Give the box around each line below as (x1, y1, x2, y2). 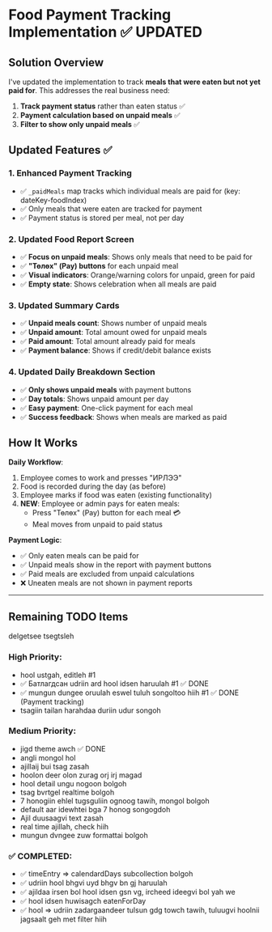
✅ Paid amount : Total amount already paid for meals (19, 337, 196, 346)
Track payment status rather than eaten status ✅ (19, 101, 186, 111)
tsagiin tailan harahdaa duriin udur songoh (19, 705, 162, 715)
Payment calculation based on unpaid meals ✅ (19, 111, 181, 120)
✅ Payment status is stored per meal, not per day (19, 213, 185, 222)
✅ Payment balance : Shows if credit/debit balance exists (19, 345, 212, 355)
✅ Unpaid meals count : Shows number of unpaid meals (19, 318, 207, 328)
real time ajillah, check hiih (19, 821, 109, 831)
